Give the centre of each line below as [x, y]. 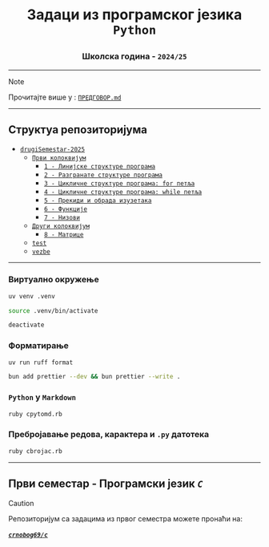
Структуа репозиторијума [78, 130]
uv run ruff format [41, 363]
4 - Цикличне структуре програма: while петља [123, 192]
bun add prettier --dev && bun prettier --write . [94, 377]
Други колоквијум [61, 226]
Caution [21, 503]
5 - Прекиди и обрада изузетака [98, 201]
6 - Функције [66, 209]
